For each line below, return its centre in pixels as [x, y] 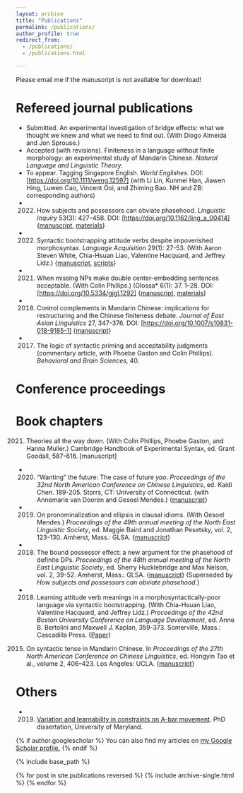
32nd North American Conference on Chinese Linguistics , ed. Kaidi [134, 484]
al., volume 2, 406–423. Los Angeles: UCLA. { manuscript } [110, 663]
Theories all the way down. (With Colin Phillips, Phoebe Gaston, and [125, 441]
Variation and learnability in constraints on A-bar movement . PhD [131, 719]
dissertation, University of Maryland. [90, 727]
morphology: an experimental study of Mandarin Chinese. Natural [122, 158]
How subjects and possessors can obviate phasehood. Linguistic [131, 210]
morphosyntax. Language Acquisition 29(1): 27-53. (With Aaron [129, 247]
